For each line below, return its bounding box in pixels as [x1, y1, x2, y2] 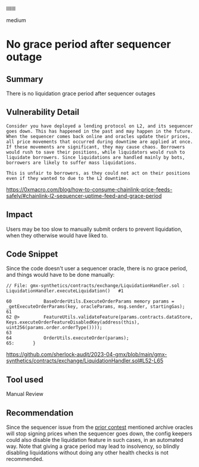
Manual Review [6, 390, 43, 398]
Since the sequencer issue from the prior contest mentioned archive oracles [6, 424, 194, 431]
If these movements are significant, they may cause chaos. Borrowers [6, 144, 185, 150]
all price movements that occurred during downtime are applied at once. [6, 139, 194, 145]
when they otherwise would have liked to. [6, 231, 108, 239]
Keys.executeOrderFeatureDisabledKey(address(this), [6, 319, 140, 325]
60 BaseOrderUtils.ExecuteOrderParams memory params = [6, 298, 175, 304]
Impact [6, 209, 33, 220]
